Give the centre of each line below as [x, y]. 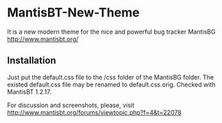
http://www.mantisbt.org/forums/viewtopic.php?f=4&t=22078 [95, 112]
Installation [32, 61]
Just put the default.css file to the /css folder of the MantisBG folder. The [111, 77]
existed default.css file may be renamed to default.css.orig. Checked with [111, 85]
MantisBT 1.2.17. [29, 91]
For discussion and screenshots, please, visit [71, 105]
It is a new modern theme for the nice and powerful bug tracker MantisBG [111, 32]
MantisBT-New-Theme [73, 13]
